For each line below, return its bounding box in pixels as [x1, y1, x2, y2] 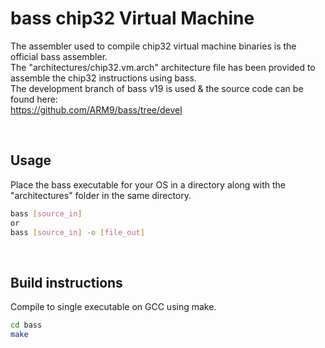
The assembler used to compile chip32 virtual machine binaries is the [10, 40, 297, 52]
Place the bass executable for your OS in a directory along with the [10, 178, 286, 191]
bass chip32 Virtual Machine [10, 7, 255, 30]
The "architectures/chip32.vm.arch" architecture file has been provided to [10, 61, 316, 73]
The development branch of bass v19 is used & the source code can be [10, 82, 304, 94]
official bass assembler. [10, 50, 108, 62]
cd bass [10, 320, 43, 331]
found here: [10, 93, 58, 105]
